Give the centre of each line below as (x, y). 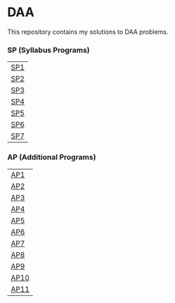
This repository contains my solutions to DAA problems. (88, 32)
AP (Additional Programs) (52, 157)
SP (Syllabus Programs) (48, 50)
